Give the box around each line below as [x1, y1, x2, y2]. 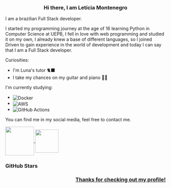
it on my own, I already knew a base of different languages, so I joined [5, 36, 152, 42]
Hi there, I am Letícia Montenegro [43, 4, 128, 11]
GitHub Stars [5, 163, 38, 170]
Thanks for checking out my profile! [75, 176, 166, 183]
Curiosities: [5, 57, 30, 63]
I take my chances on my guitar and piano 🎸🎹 [12, 74, 108, 80]
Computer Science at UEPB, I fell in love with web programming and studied [5, 31, 164, 37]
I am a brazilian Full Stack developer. [5, 16, 82, 22]
